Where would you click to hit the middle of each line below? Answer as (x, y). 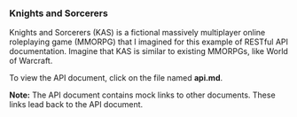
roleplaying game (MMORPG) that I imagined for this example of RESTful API (149, 42)
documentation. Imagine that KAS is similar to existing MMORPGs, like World (148, 51)
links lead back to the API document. (76, 105)
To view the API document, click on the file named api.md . (116, 78)
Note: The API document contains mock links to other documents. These (143, 95)
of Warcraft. (31, 61)
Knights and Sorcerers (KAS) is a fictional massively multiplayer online (137, 33)
